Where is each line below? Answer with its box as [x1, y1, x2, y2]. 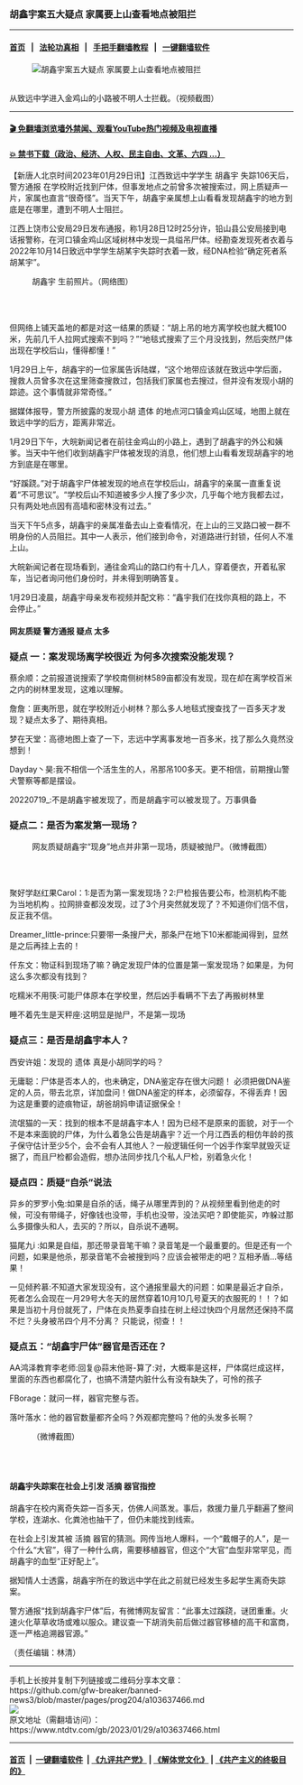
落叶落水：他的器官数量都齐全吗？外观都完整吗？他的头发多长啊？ [9, 1412, 254, 1423]
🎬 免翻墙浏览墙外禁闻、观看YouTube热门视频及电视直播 [9, 124, 218, 134]
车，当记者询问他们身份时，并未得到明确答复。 [9, 573, 183, 584]
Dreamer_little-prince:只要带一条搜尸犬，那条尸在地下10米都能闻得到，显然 [9, 929, 289, 940]
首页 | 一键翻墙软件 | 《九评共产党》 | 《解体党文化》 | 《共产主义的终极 [9, 1754, 280, 1765]
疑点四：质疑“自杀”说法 [9, 1176, 113, 1188]
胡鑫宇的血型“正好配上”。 [9, 1555, 104, 1567]
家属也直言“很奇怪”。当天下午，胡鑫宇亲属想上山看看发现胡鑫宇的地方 [24, 192, 286, 204]
